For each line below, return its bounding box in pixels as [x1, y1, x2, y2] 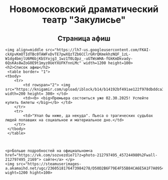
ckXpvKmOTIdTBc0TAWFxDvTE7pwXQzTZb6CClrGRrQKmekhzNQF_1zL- [5, 52, 131, 57]
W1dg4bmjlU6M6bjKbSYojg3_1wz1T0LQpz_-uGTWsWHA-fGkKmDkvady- [5, 56, 133, 61]
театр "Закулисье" [42, 14, 126, 26]
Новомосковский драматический [9, 4, 158, 15]
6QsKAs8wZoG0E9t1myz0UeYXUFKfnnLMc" [5, 61, 81, 66]
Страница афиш [57, 34, 111, 43]
